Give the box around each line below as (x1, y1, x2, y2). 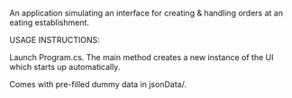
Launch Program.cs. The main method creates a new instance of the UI (9, 52, 274, 62)
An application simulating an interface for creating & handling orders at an (9, 8, 284, 18)
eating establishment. (9, 17, 90, 28)
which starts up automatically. (9, 62, 121, 72)
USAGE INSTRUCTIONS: (9, 35, 101, 45)
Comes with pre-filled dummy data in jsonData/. (9, 79, 187, 89)
